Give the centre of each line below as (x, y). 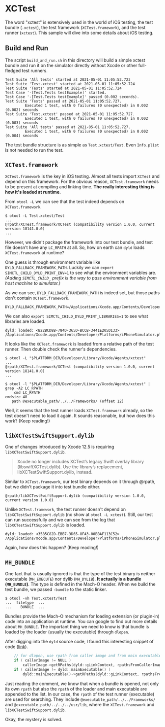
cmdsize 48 (16, 397)
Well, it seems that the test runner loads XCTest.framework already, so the (79, 410)
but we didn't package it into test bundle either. (53, 487)
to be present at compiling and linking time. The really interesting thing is (80, 187)
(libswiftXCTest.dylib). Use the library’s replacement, (70, 467)
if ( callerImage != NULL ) (42, 660)
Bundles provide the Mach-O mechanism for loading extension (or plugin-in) (82, 616)
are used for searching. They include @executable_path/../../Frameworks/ (80, 699)
